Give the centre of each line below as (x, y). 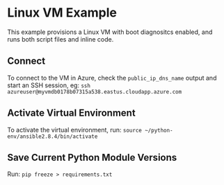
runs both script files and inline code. (61, 39)
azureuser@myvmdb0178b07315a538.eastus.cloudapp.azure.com (95, 91)
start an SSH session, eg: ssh (49, 85)
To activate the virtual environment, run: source (75, 130)
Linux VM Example (62, 13)
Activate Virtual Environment (71, 113)
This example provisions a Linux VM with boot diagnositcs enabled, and (110, 32)
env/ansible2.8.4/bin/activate (53, 136)
